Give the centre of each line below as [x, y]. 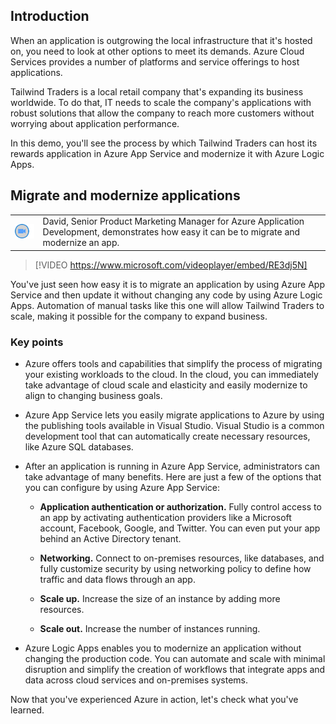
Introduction [50, 16]
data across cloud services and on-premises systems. [136, 680]
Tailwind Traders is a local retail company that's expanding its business [157, 91]
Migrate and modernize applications [125, 195]
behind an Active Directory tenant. [110, 539]
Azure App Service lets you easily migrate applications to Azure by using [174, 415]
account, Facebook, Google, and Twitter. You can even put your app [180, 528]
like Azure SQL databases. [79, 447]
